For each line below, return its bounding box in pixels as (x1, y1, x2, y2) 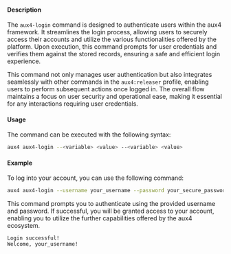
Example (7, 159, 33, 167)
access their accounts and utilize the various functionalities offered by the (7, 35, 217, 44)
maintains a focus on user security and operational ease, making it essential (7, 93, 222, 101)
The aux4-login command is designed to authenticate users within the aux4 (7, 21, 222, 29)
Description (7, 5, 42, 14)
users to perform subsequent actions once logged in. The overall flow (7, 85, 205, 93)
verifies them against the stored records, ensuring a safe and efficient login (7, 50, 221, 58)
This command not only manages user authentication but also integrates (7, 71, 212, 79)
